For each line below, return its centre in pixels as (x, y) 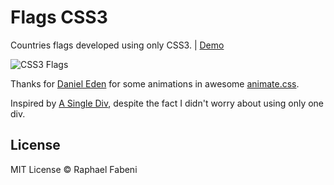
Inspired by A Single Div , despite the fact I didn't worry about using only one (167, 103)
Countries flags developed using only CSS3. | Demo (117, 45)
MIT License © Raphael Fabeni (74, 169)
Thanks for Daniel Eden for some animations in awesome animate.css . (155, 83)
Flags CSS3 (59, 17)
